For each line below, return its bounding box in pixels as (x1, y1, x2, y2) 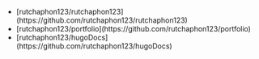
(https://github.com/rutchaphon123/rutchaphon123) (15, 15, 188, 25)
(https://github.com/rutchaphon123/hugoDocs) (15, 41, 172, 51)
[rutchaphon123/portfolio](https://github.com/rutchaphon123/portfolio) (15, 24, 251, 33)
